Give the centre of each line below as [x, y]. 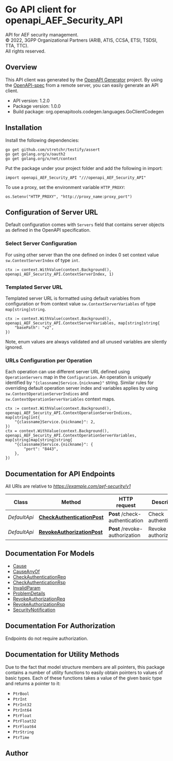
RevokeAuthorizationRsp [39, 604]
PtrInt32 [22, 705]
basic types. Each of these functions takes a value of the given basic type [84, 678]
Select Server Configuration [41, 244]
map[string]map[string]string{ [39, 440]
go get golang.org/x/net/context [41, 159]
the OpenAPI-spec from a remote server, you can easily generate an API [82, 85]
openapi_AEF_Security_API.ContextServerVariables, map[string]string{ [83, 323]
